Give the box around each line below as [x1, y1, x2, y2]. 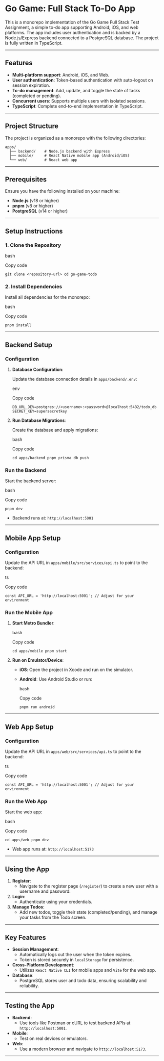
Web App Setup [5, 723, 54, 731]
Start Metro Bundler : [12, 620, 55, 626]
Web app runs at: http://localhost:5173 [12, 846, 94, 852]
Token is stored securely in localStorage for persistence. [19, 957, 134, 962]
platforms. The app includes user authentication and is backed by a [5, 29, 141, 35]
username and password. [19, 888, 71, 894]
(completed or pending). [12, 93, 61, 99]
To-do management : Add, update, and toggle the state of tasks [12, 87, 141, 93]
